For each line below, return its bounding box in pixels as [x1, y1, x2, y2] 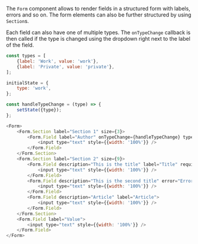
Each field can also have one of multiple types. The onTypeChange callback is [6, 29, 191, 36]
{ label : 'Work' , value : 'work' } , [16, 58, 99, 64]
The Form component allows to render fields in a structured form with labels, [6, 5, 190, 12]
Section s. [6, 18, 29, 24]
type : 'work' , [16, 85, 51, 91]
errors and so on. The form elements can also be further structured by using [6, 11, 192, 18]
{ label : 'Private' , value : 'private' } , [16, 64, 115, 70]
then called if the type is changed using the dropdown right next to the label [6, 35, 190, 42]
